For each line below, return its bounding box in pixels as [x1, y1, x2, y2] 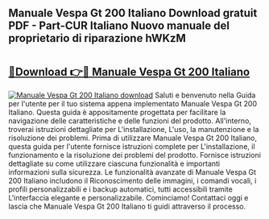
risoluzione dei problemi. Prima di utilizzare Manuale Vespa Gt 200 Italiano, [8, 133, 258, 143]
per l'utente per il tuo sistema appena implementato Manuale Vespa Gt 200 [8, 99, 258, 108]
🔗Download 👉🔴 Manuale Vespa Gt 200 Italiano [8, 64, 250, 79]
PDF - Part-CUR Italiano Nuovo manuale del [8, 19, 230, 33]
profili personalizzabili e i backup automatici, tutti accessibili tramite [8, 184, 234, 194]
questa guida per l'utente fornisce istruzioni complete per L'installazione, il [8, 142, 255, 151]
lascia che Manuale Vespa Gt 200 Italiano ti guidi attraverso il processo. [8, 201, 246, 211]
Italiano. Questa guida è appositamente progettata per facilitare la [8, 108, 226, 117]
